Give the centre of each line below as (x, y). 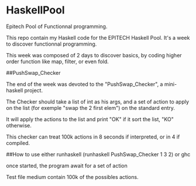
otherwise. (19, 125)
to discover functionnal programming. (51, 44)
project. (33, 90)
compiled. (18, 143)
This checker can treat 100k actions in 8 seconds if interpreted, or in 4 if (93, 137)
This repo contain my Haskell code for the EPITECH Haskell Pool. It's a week (98, 37)
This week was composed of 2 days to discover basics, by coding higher (94, 55)
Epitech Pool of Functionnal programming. (57, 26)
